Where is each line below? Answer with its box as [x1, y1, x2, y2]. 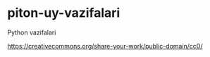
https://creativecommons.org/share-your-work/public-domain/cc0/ [7, 42, 203, 50]
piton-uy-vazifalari [7, 5, 121, 21]
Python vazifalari [7, 28, 56, 37]
